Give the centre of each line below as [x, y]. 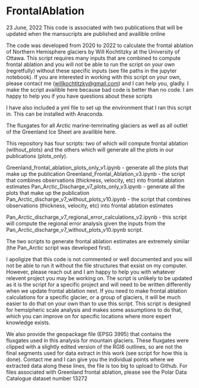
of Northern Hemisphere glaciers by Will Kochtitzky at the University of [93, 51]
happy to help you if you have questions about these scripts [79, 96]
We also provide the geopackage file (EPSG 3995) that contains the [89, 334]
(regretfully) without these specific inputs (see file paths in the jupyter [91, 70]
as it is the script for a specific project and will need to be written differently [99, 284]
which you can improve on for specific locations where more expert [89, 316]
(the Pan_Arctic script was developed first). [59, 247]
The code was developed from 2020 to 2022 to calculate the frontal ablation [100, 45]
